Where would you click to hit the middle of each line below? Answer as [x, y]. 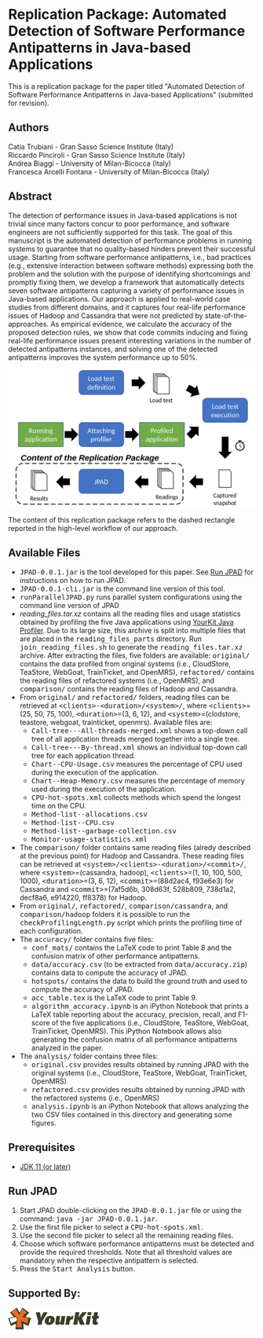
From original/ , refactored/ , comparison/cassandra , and [124, 906]
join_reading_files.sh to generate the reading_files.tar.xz [131, 647]
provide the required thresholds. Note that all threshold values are [126, 1252]
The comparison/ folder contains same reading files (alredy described [135, 847]
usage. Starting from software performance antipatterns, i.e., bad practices [130, 257]
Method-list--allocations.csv [89, 814]
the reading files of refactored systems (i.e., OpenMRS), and [117, 680]
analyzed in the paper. [67, 1047]
